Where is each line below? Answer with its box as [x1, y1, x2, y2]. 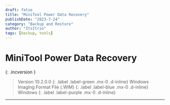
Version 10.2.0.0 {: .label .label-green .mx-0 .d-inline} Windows [17, 78, 149, 84]
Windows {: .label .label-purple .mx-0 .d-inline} [17, 89, 116, 95]
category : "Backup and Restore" [5, 21, 73, 27]
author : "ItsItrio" [5, 26, 47, 31]
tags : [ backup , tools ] [5, 31, 53, 36]
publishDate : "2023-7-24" [5, 17, 60, 22]
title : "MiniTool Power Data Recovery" [5, 12, 90, 17]
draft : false [5, 7, 33, 13]
